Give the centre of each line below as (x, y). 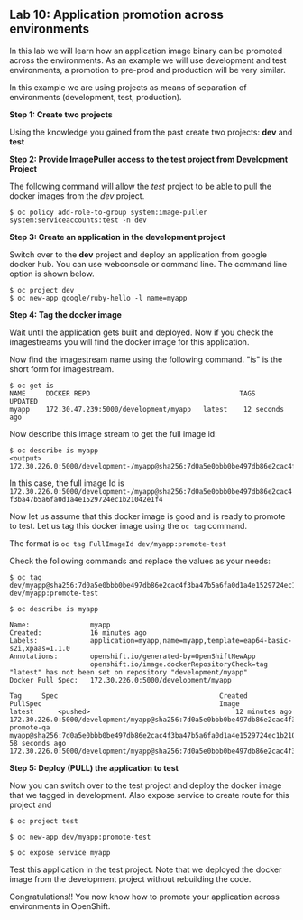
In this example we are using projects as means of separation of (128, 87)
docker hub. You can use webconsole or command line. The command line (148, 264)
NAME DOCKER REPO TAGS (133, 393)
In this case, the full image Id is (67, 483)
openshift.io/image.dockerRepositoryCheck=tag (179, 664)
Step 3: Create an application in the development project (117, 237)
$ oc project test (44, 821)
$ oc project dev (42, 290)
